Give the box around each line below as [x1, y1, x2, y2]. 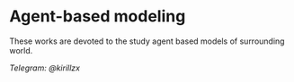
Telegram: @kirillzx [9, 62, 81, 73]
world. [9, 45, 33, 55]
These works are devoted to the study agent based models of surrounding [9, 36, 285, 46]
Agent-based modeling [9, 6, 186, 27]
